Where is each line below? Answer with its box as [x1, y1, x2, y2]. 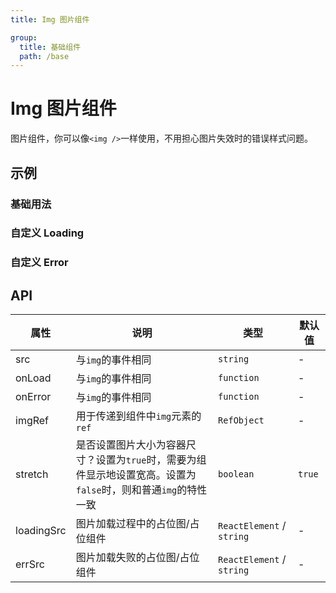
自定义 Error [10, 256, 69, 270]
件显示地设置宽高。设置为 [75, 468, 197, 482]
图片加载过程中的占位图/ [75, 517, 190, 531]
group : [10, 32, 38, 43]
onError [15, 390, 52, 404]
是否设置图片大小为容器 [75, 438, 187, 452]
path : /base [19, 51, 70, 61]
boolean [218, 469, 255, 480]
